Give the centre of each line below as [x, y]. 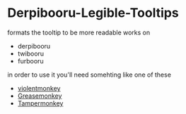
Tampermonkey [40, 103]
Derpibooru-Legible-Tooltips [93, 13]
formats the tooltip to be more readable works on [79, 32]
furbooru [30, 61]
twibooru [31, 53]
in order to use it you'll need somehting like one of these [89, 75]
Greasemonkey [40, 96]
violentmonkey [39, 88]
